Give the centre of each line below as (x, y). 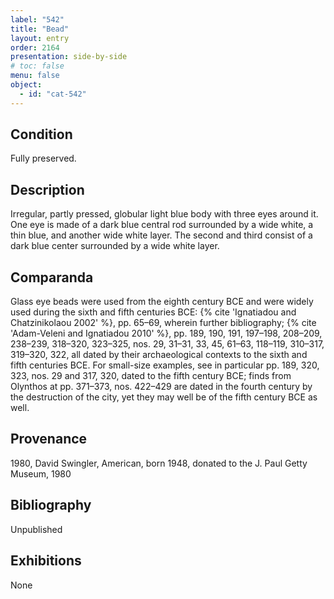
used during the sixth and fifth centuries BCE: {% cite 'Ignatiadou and (153, 312)
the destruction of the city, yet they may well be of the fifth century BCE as (164, 397)
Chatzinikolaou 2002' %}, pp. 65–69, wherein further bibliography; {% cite (163, 323)
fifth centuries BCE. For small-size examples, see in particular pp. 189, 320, (165, 365)
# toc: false (37, 66)
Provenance (49, 439)
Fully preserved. (43, 158)
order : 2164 (35, 47)
